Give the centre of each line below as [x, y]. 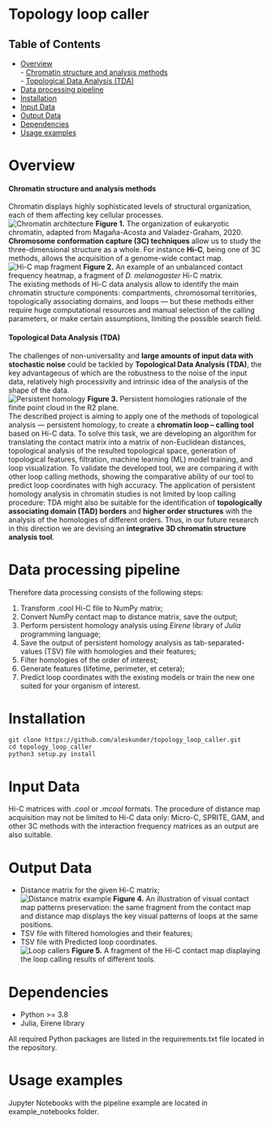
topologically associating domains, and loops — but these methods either [131, 302]
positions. [37, 925]
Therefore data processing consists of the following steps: [106, 592]
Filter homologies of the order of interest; [89, 660]
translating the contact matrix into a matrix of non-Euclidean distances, [127, 442]
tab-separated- [219, 642]
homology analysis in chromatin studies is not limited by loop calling [122, 493]
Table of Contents [55, 44]
